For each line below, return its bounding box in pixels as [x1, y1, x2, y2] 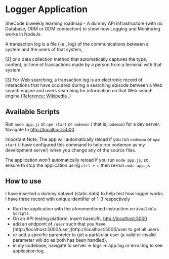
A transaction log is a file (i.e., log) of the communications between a [5, 41, 149, 47]
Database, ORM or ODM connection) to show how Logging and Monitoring [5, 25, 160, 31]
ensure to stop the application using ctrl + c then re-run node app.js [5, 162, 151, 168]
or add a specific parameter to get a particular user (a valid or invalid [12, 232, 156, 238]
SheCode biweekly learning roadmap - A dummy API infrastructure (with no [5, 20, 163, 26]
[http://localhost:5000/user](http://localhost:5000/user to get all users [12, 226, 159, 232]
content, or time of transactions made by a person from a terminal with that [5, 61, 162, 67]
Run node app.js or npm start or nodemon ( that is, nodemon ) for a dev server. [5, 121, 160, 127]
